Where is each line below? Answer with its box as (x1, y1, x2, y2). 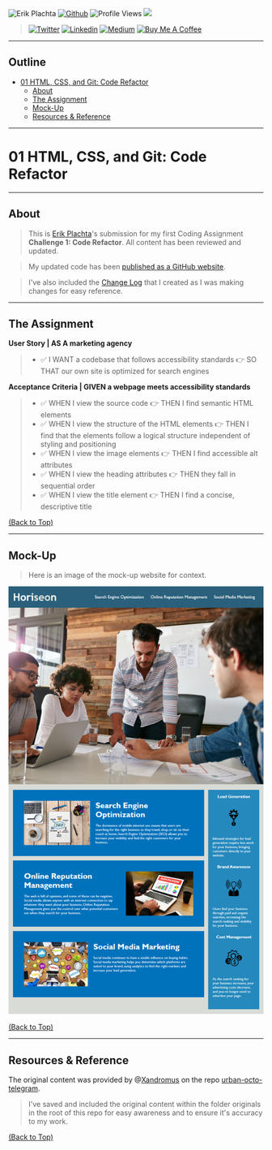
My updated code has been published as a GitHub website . (28, 261, 226, 271)
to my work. (28, 1117, 69, 1126)
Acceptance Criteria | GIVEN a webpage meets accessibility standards (8, 382, 251, 392)
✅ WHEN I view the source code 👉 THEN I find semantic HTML (40, 398, 254, 408)
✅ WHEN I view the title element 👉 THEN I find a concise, (40, 490, 235, 500)
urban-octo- (221, 1075, 263, 1085)
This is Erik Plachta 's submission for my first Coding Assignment (28, 228, 244, 239)
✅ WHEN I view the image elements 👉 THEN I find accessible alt (40, 449, 258, 459)
